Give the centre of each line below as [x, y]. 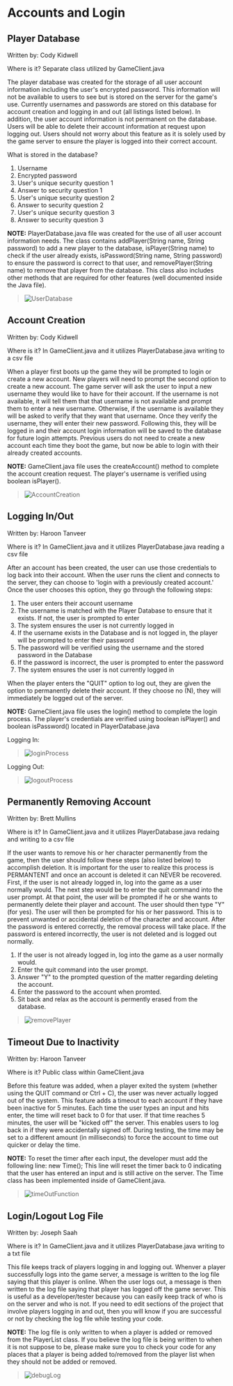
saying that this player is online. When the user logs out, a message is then [114, 1282]
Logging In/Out [41, 516]
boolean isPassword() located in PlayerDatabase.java [83, 726]
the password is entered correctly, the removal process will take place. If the [117, 927]
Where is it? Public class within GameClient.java [76, 1072]
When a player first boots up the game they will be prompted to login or [110, 371]
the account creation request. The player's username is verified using [107, 474]
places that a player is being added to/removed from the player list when [111, 1355]
